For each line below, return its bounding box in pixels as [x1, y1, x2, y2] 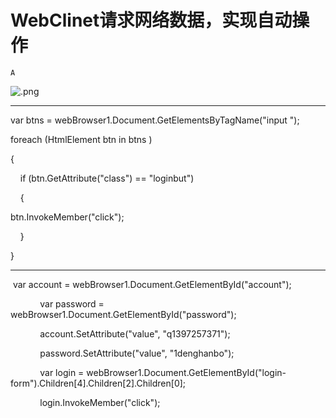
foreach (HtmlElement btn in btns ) [10, 133, 153, 145]
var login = [39, 366, 85, 378]
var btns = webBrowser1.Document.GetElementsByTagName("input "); [10, 114, 300, 126]
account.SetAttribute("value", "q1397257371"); [39, 327, 231, 340]
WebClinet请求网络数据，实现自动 [10, 9, 293, 32]
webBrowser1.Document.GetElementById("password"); [10, 308, 237, 320]
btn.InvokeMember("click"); [10, 211, 125, 223]
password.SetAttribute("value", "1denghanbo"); [39, 347, 235, 359]
